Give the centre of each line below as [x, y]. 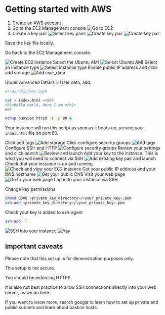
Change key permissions [30, 189]
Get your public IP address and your [119, 169]
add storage [18, 72]
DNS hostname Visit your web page [65, 174]
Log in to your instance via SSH [86, 180]
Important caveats [34, 246]
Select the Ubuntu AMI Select [105, 62]
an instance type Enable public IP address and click [82, 67]
